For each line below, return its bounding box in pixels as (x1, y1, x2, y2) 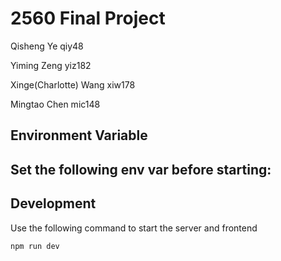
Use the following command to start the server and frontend (10, 222, 258, 234)
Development (10, 195, 97, 212)
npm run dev (10, 241, 60, 251)
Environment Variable (10, 127, 148, 144)
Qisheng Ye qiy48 (10, 40, 84, 52)
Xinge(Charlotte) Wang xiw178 (10, 78, 136, 91)
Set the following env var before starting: (10, 161, 272, 178)
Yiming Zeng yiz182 (10, 59, 92, 71)
